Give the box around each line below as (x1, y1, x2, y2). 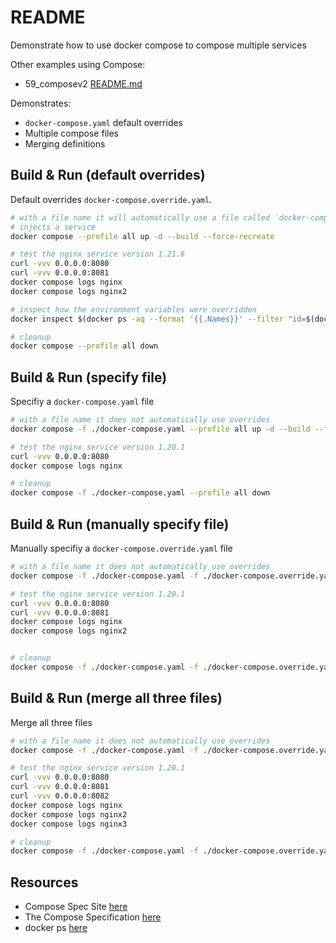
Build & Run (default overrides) (10, 167, 206, 184)
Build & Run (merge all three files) (10, 690, 223, 707)
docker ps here (24, 922, 88, 934)
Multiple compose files (24, 127, 119, 139)
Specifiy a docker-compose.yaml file (10, 396, 155, 408)
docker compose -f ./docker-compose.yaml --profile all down (10, 488, 271, 498)
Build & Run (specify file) (10, 369, 168, 386)
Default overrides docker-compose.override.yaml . (10, 193, 213, 205)
